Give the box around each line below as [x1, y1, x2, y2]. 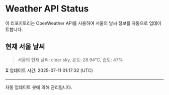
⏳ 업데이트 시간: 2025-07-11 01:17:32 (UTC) [5, 67, 93, 73]
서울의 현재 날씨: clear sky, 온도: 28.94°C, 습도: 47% [17, 56, 123, 62]
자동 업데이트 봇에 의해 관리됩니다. [5, 84, 72, 90]
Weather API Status [5, 3, 89, 14]
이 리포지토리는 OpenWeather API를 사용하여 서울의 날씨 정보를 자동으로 [5, 20, 148, 26]
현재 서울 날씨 [5, 42, 45, 51]
